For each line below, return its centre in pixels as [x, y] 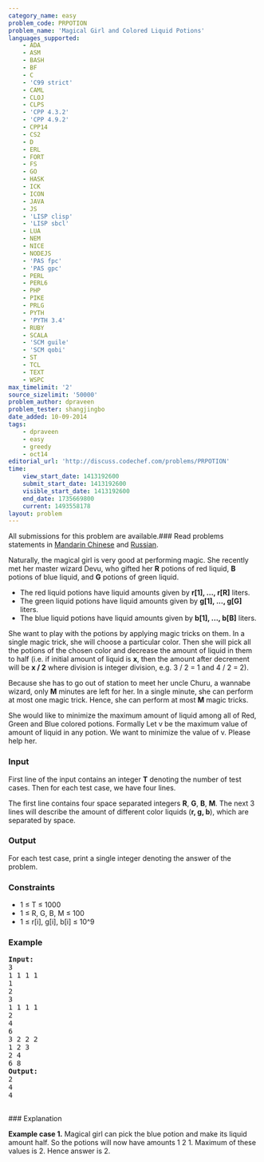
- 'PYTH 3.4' [44, 320]
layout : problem [35, 513]
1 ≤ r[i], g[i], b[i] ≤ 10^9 [57, 922]
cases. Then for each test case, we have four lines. [92, 787]
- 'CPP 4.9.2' [46, 120]
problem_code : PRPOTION [48, 23]
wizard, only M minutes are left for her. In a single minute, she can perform [131, 691]
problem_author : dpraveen [51, 402]
